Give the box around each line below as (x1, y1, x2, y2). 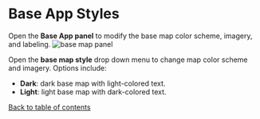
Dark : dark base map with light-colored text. (19, 79, 166, 88)
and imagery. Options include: (8, 63, 107, 72)
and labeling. (8, 39, 51, 48)
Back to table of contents (8, 102, 91, 112)
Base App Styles (8, 5, 120, 23)
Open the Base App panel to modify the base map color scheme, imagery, (8, 31, 253, 40)
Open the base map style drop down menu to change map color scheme (8, 55, 249, 64)
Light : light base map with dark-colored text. (19, 86, 167, 96)
